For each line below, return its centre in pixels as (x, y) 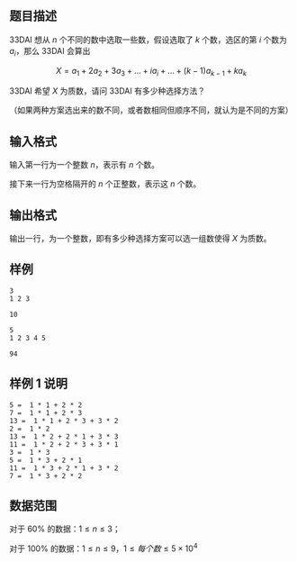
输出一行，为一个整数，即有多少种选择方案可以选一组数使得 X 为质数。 (140, 239)
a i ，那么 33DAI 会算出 (50, 52)
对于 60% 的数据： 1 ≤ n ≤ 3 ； (65, 529)
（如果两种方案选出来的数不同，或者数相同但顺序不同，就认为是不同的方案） (151, 110)
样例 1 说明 (39, 384)
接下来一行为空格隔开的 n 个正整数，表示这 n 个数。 (105, 184)
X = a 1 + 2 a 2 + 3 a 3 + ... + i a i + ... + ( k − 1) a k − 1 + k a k (151, 72)
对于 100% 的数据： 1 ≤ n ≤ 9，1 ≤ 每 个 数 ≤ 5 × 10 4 (103, 548)
